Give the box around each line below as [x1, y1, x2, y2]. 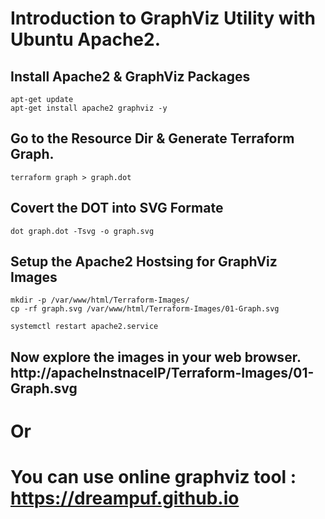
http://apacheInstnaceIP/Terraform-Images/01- [10, 364, 315, 381]
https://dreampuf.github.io [10, 487, 240, 510]
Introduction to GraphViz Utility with [10, 7, 316, 30]
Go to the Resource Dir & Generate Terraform [10, 130, 295, 147]
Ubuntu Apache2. [10, 28, 161, 51]
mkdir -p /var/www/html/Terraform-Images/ [10, 295, 190, 306]
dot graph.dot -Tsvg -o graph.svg [10, 226, 155, 236]
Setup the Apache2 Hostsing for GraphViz [10, 253, 278, 271]
